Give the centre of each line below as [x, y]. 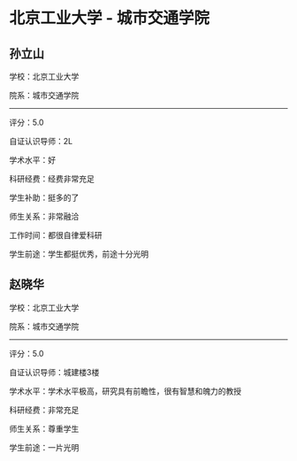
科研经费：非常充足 [44, 410]
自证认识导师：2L [41, 141]
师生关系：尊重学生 [44, 428]
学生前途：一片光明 [44, 447]
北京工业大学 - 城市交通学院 [110, 18]
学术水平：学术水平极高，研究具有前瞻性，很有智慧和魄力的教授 [125, 391]
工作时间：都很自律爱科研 [56, 235]
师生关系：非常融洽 [44, 216]
